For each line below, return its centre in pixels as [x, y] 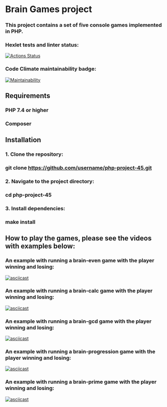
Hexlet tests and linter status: [42, 45]
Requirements [28, 96]
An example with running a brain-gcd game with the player [78, 321]
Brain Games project [49, 9]
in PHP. [14, 31]
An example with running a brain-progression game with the [80, 352]
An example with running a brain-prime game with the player [81, 382]
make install [20, 222]
